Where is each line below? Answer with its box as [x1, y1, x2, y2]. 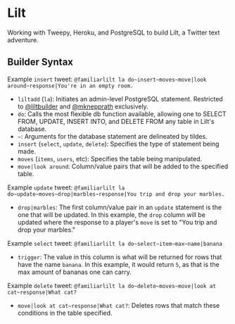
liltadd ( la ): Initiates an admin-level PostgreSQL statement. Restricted [17, 94, 223, 103]
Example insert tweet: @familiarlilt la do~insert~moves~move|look [7, 75, 207, 83]
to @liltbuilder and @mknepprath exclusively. [17, 102, 149, 111]
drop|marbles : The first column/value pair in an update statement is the [17, 203, 222, 211]
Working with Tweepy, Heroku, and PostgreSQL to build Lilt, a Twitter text [7, 28, 220, 37]
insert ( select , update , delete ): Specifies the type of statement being [17, 139, 220, 148]
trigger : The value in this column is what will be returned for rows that [17, 252, 222, 261]
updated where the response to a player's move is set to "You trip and [17, 218, 217, 226]
